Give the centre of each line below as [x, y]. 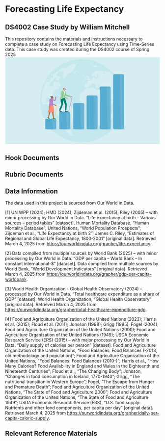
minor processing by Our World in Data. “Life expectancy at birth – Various [80, 218]
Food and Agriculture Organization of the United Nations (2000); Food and [80, 330]
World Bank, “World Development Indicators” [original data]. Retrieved [76, 269]
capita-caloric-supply [27, 418]
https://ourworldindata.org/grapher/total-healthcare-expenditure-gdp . [76, 310]
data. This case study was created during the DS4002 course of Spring [77, 49]
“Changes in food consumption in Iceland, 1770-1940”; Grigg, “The [72, 377]
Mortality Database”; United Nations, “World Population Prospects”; [73, 228]
